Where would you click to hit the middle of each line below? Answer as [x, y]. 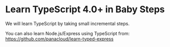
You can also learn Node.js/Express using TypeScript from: [67, 33]
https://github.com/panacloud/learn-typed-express [59, 39]
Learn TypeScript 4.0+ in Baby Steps [85, 9]
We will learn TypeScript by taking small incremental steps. [67, 24]
